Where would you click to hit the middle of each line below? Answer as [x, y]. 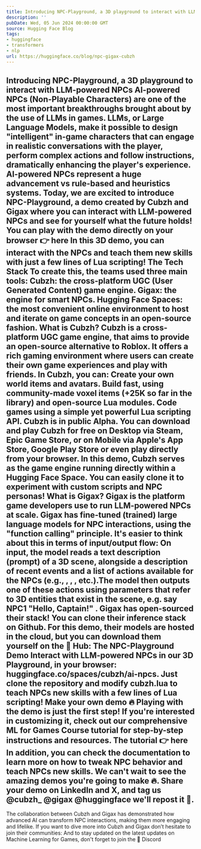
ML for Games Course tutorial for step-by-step [95, 731]
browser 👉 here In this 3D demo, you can [85, 241]
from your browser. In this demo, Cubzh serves [96, 459]
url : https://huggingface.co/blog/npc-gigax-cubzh [71, 56]
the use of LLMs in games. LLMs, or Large [85, 118]
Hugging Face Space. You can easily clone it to [95, 478]
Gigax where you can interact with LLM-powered [99, 212]
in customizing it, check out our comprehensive [97, 721]
